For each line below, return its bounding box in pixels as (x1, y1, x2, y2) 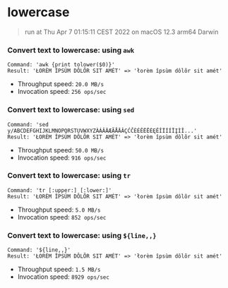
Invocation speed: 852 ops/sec (17, 212, 107, 221)
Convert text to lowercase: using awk (7, 45, 135, 55)
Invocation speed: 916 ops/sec (17, 153, 107, 162)
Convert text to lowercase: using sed (7, 105, 135, 115)
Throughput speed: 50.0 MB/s (17, 145, 104, 154)
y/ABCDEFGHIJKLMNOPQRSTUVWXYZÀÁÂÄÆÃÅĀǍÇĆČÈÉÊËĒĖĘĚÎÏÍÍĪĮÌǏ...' (7, 127, 198, 134)
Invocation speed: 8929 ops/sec (17, 272, 109, 281)
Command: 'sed (7, 121, 49, 128)
